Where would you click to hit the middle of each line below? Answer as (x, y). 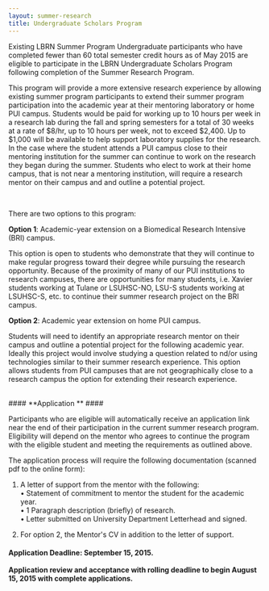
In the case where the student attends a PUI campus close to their (118, 148)
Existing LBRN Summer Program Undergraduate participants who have (126, 46)
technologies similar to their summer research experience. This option (124, 362)
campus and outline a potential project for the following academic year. (126, 345)
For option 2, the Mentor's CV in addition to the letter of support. (127, 534)
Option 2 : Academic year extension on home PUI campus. (105, 321)
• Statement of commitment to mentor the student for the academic (132, 492)
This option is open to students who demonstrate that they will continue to (132, 253)
